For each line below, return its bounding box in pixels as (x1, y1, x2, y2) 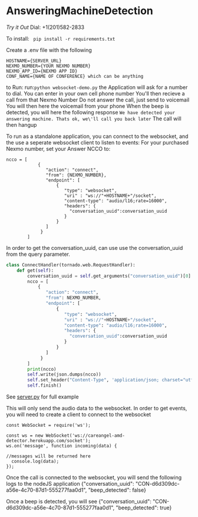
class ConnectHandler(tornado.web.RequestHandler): (6, 262, 136, 268)
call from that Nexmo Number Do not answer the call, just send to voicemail (6, 96, 190, 103)
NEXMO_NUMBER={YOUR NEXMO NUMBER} (6, 63, 91, 69)
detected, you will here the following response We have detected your (6, 108, 176, 116)
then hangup (6, 121, 37, 128)
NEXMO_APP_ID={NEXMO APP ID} (6, 68, 78, 74)
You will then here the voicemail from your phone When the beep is (6, 102, 170, 110)
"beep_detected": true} (115, 504, 172, 511)
